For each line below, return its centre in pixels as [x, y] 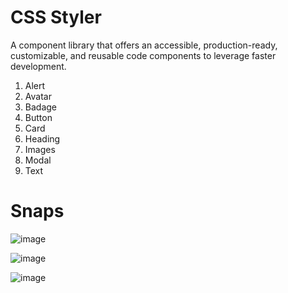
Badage [40, 107]
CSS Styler [56, 17]
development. [38, 66]
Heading [42, 138]
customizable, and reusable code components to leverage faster [143, 55]
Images [40, 149]
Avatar [38, 96]
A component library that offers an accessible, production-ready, [144, 45]
